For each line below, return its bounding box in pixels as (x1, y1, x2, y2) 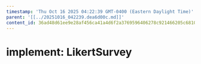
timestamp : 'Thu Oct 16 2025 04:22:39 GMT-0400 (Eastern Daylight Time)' (6, 8, 194, 15)
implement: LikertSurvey (6, 45, 132, 59)
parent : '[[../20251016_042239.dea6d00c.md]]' (6, 14, 124, 20)
